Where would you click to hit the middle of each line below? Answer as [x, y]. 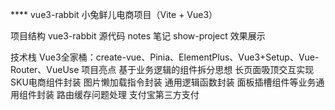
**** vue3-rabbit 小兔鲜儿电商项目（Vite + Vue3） [114, 14]
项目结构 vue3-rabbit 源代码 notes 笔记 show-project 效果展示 [138, 36]
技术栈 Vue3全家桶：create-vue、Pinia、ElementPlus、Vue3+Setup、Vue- [165, 57]
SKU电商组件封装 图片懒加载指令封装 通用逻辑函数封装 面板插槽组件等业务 [163, 82]
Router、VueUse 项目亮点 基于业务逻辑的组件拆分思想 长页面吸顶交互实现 [162, 69]
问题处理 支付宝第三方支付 [145, 94]
